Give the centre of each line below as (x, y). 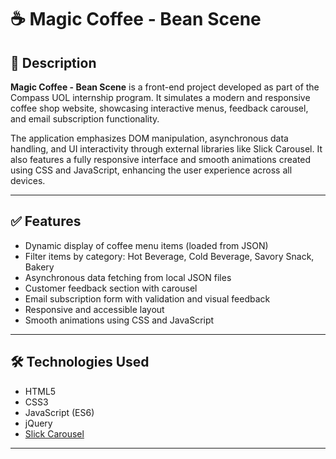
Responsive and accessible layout (94, 309)
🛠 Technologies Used (80, 362)
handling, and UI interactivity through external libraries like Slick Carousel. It (166, 149)
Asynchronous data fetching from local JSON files (128, 277)
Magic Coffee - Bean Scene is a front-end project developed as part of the (165, 87)
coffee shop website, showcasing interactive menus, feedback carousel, (159, 108)
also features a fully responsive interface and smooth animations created (161, 159)
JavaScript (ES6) (59, 412)
